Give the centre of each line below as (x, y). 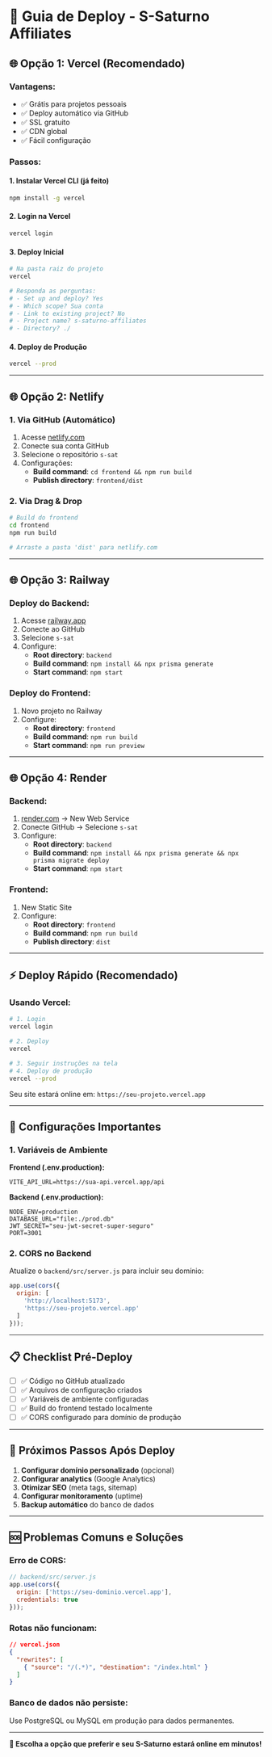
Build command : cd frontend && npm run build (112, 471)
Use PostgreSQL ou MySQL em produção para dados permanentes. (122, 1721)
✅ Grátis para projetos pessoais (74, 103)
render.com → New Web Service (75, 818)
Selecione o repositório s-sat (69, 454)
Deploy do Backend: (49, 603)
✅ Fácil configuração (56, 140)
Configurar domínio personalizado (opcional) (98, 1470)
